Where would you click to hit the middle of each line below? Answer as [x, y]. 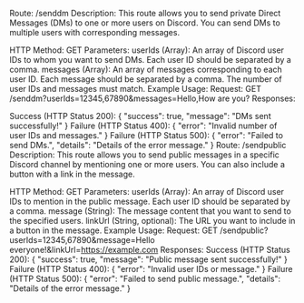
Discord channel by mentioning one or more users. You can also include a [147, 164]
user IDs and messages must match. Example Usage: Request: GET [135, 89]
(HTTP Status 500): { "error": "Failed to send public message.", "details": [145, 278]
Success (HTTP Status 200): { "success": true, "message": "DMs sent [140, 116]
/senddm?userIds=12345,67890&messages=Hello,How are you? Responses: [152, 98]
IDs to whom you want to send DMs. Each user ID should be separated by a [151, 60]
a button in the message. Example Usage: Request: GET [114, 230]
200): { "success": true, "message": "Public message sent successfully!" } [149, 259]
